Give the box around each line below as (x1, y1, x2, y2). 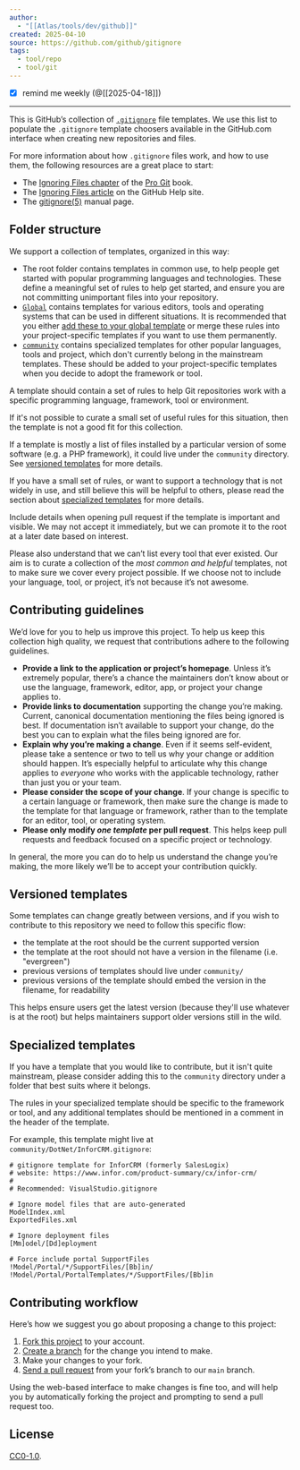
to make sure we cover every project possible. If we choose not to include (9, 567, 281, 577)
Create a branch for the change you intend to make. (21, 1346, 212, 1356)
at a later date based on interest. (9, 530, 129, 542)
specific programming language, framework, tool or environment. (9, 395, 250, 406)
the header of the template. (9, 1116, 110, 1128)
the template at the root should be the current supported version (21, 937, 260, 948)
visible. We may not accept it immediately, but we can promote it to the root (9, 521, 287, 532)
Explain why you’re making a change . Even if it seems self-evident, (21, 739, 272, 749)
